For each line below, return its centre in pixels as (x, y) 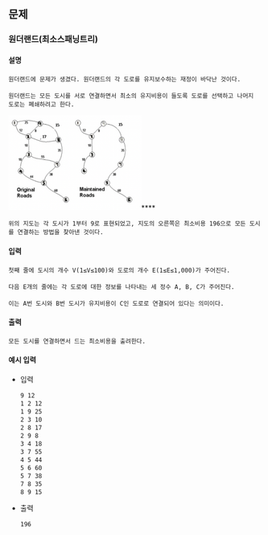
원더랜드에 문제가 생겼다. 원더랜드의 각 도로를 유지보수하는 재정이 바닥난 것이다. (125, 79)
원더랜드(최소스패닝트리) (53, 39)
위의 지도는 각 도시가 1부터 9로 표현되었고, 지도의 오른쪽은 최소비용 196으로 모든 (127, 224)
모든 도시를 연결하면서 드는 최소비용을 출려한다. (77, 341)
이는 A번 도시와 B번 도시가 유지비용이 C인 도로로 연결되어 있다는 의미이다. (116, 303)
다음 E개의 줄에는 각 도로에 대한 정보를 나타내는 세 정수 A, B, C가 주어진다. (122, 287)
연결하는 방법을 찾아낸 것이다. (60, 233)
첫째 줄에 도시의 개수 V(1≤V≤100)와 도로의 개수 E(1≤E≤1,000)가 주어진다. (120, 270)
